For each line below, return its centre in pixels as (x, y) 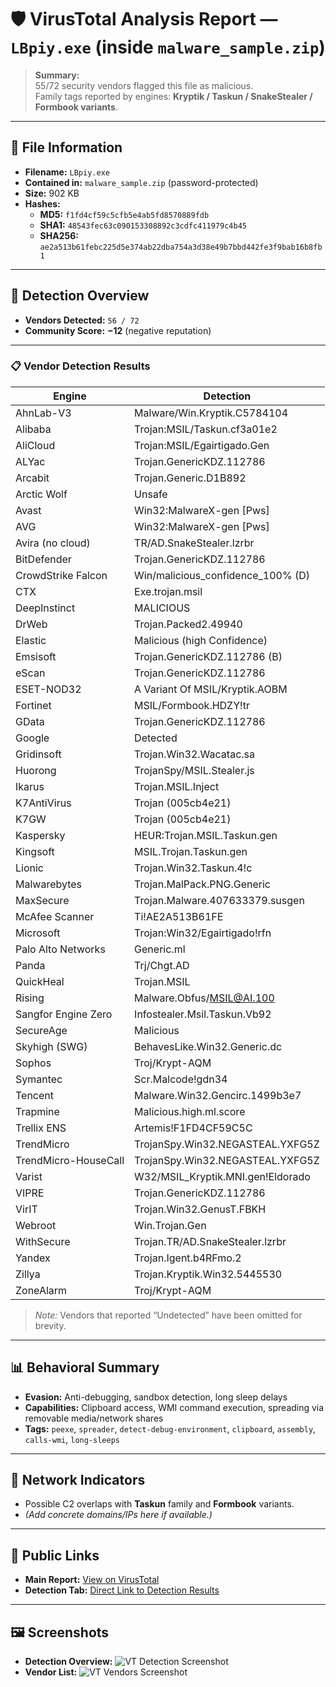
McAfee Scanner (55, 916)
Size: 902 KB (52, 193)
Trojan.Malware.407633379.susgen (219, 900)
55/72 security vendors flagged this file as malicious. (144, 85)
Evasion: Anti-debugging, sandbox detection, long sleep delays (156, 1397)
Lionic (29, 868)
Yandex (33, 1258)
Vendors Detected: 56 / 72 (82, 320)
